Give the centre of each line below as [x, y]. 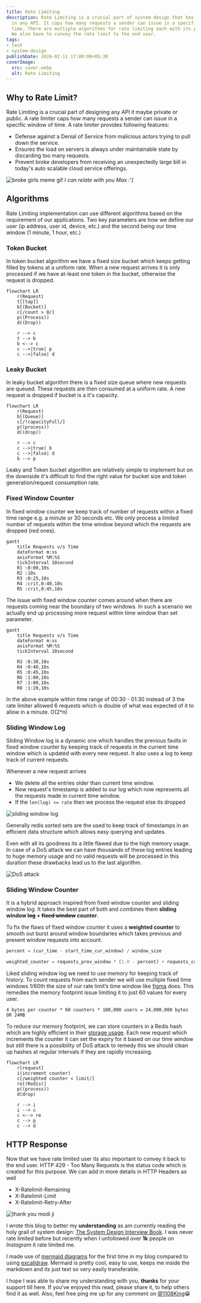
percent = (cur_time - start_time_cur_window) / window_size [84, 951]
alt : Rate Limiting [36, 73]
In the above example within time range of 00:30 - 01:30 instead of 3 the [95, 699]
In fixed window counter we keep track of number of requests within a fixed [100, 511]
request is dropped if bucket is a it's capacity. [63, 395]
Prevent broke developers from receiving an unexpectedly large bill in [100, 162]
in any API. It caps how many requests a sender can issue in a [93, 23]
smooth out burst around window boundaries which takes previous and [94, 934]
